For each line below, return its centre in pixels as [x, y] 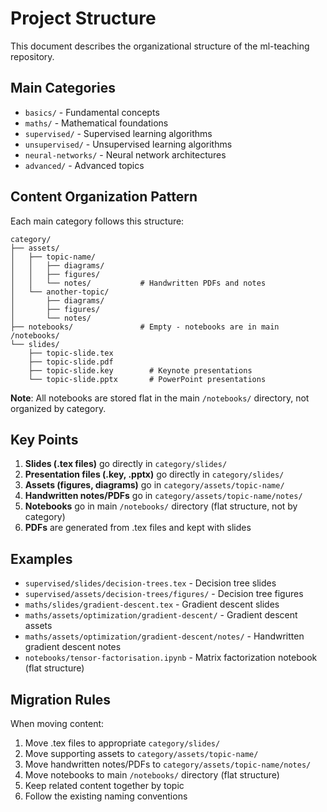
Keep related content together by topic [104, 785]
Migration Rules [61, 699]
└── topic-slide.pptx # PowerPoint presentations [147, 379]
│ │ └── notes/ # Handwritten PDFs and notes [138, 283]
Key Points [44, 439]
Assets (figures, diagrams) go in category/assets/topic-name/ [154, 485]
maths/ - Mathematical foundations [96, 123]
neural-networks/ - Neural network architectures [125, 154]
